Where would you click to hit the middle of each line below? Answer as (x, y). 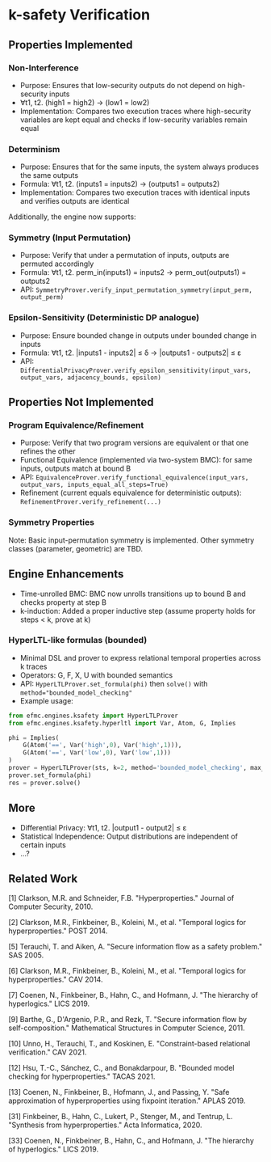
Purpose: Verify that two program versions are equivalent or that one (134, 443)
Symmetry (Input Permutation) (70, 238)
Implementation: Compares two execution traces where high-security (135, 111)
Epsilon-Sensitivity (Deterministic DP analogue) (104, 318)
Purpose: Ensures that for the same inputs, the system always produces (140, 167)
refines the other (48, 451)
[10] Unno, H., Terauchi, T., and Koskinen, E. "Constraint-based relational (129, 1044)
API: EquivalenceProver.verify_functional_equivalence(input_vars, (134, 477)
